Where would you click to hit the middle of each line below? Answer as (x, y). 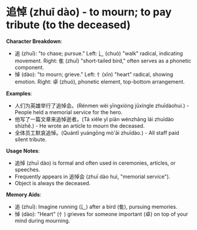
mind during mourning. (42, 221)
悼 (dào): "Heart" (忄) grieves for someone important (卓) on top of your (101, 214)
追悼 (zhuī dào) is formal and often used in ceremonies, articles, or (95, 163)
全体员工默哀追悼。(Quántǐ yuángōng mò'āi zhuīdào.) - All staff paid (97, 132)
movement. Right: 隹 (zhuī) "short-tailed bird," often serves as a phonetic (103, 61)
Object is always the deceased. (53, 183)
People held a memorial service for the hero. (69, 112)
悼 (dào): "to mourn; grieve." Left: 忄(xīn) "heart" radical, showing (94, 74)
